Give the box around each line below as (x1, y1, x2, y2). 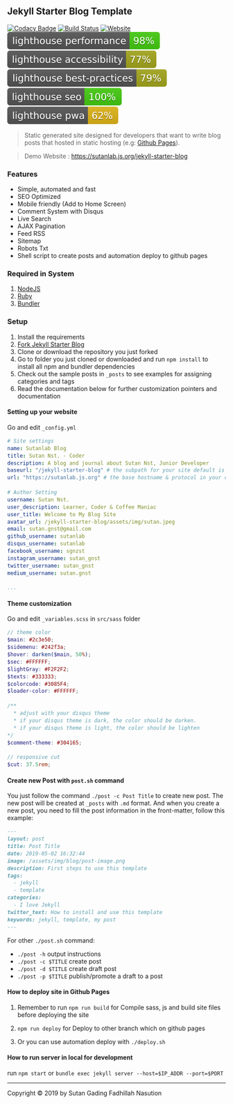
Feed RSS (17, 230, 46, 238)
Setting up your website (7, 408, 78, 416)
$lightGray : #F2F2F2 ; (7, 666, 70, 673)
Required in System (7, 269, 75, 279)
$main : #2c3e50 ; (7, 637, 54, 643)
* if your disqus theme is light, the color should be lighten (13, 724, 200, 731)
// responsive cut (7, 754, 60, 761)
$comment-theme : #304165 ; (7, 739, 82, 746)
